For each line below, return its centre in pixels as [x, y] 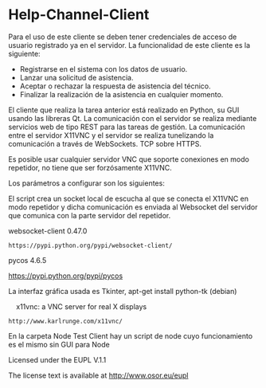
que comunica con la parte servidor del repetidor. [90, 215]
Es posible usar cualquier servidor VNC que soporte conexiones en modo [129, 159]
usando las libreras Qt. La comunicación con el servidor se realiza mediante [133, 118]
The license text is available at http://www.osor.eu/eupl [98, 375]
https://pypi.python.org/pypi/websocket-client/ [90, 245]
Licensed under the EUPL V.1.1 [57, 359]
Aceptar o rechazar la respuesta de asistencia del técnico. [115, 86]
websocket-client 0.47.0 [48, 231]
